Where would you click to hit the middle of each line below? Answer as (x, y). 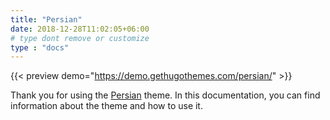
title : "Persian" (46, 19)
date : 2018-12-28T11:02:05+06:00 (80, 29)
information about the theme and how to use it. (106, 106)
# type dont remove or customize (80, 38)
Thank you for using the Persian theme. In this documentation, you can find (165, 95)
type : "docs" (40, 47)
